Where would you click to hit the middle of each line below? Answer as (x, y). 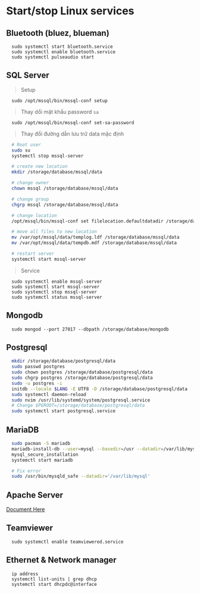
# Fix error (26, 471)
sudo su (21, 150)
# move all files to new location (54, 232)
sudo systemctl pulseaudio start (53, 57)
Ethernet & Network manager (62, 560)
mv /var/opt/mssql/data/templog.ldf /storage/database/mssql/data (96, 237)
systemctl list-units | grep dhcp (54, 579)
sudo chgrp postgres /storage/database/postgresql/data (82, 378)
